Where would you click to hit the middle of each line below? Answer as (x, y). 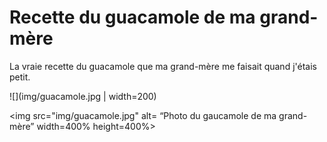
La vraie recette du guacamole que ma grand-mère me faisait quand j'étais (163, 66)
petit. (20, 77)
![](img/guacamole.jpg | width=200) (83, 96)
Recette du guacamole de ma (132, 17)
